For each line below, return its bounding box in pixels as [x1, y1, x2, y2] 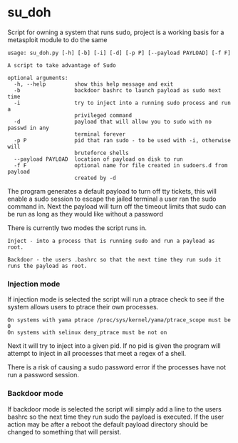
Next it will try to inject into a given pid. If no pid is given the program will [7, 342, 221, 350]
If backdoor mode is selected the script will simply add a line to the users [7, 404, 222, 413]
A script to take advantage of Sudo [7, 61, 116, 69]
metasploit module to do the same [7, 35, 108, 44]
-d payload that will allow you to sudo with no [14, 118, 212, 125]
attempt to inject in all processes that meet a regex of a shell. [7, 349, 187, 358]
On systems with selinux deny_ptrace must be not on [7, 329, 167, 337]
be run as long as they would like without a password [7, 209, 164, 218]
